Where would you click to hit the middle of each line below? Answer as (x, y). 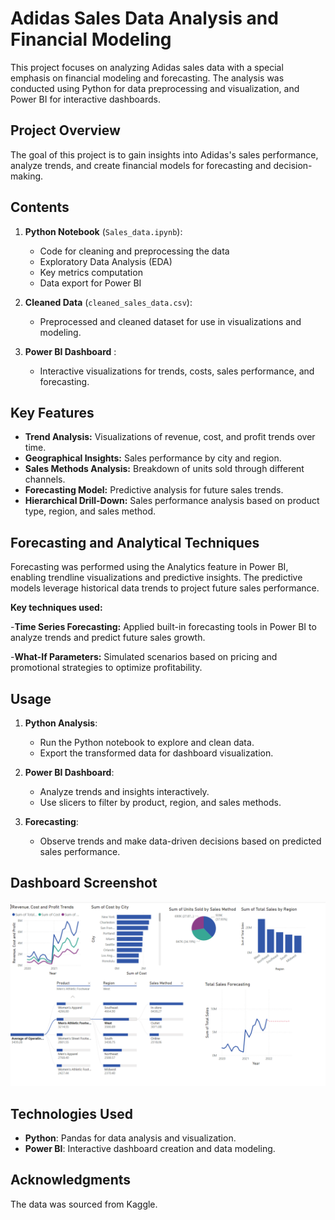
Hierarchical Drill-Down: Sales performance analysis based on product (172, 501)
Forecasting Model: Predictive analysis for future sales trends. (154, 490)
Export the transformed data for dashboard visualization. (156, 753)
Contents (40, 207)
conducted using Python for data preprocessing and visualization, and (155, 88)
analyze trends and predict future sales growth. (108, 638)
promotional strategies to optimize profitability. (106, 668)
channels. (45, 479)
